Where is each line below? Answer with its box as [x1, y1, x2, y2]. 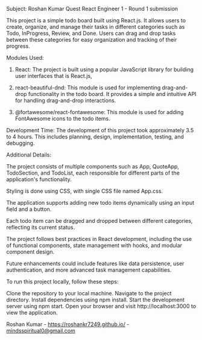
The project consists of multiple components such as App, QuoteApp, [6, 163, 180, 170]
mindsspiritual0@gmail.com [6, 327, 75, 334]
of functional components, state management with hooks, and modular [6, 242, 183, 249]
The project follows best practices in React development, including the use [6, 236, 192, 242]
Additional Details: [6, 151, 51, 158]
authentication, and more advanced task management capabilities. [6, 266, 172, 274]
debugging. [6, 140, 35, 147]
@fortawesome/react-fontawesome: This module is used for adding [14, 109, 184, 115]
